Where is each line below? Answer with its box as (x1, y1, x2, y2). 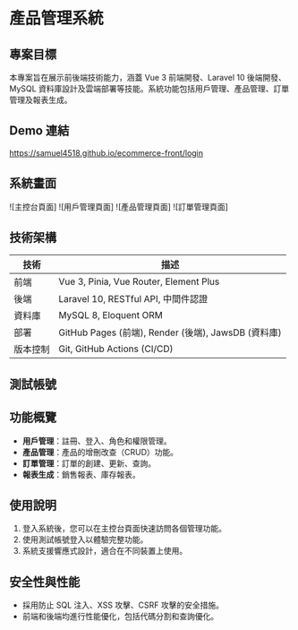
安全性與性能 (9, 574, 81, 590)
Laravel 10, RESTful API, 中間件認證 (58, 293, 209, 306)
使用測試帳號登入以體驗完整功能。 (21, 534, 149, 545)
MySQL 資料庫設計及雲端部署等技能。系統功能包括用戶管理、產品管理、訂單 (9, 83, 290, 94)
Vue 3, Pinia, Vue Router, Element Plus (58, 275, 220, 288)
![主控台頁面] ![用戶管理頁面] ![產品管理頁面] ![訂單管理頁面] (9, 201, 228, 211)
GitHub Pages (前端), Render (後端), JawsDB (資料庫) (58, 326, 282, 339)
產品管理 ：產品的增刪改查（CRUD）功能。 (21, 446, 179, 457)
